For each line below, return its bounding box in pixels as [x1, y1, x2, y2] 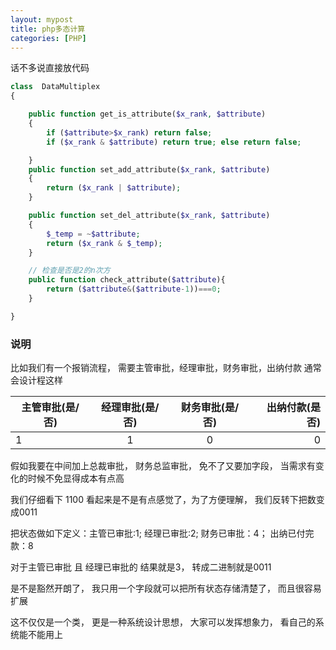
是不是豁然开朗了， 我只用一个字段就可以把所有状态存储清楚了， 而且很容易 [10, 582, 322, 595]
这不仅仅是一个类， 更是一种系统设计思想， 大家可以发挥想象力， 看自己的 [10, 616, 316, 628]
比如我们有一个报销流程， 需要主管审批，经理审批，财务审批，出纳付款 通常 [10, 362, 322, 374]
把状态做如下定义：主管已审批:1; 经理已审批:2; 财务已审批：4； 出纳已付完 [10, 527, 315, 540]
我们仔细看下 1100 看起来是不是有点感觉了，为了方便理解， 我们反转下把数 [10, 494, 317, 506]
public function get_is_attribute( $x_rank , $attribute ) [28, 109, 267, 120]
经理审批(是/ [101, 401, 160, 415]
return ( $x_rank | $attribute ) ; [46, 183, 182, 193]
